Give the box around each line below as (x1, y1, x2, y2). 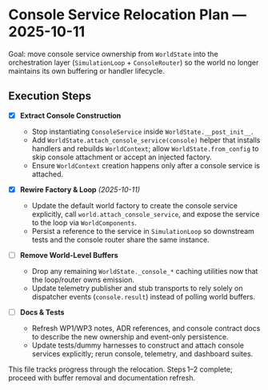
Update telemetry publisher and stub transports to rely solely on (31, 283, 243, 293)
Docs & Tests (19, 307, 65, 317)
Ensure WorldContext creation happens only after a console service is (31, 160, 260, 170)
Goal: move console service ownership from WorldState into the (8, 49, 218, 58)
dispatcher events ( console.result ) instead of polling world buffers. (31, 291, 256, 301)
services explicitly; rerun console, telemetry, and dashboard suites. (31, 349, 254, 358)
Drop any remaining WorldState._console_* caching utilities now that (31, 266, 258, 275)
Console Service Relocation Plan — (8, 6, 246, 24)
